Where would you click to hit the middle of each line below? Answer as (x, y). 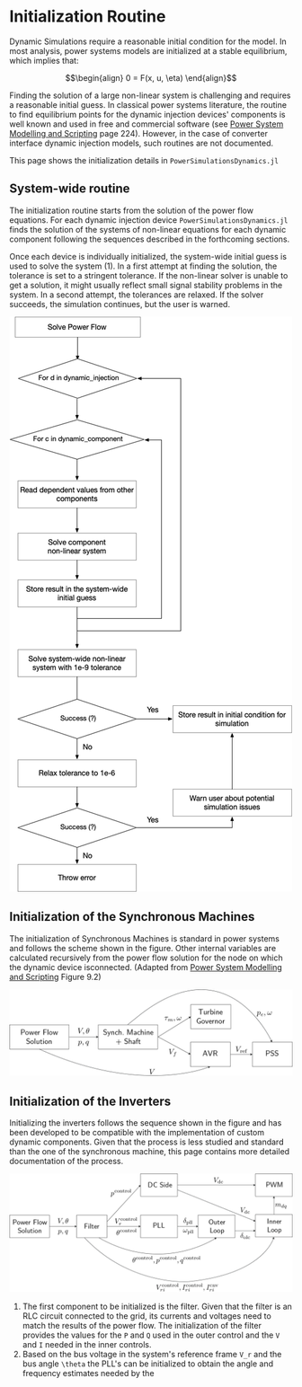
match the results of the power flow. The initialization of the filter (142, 1325)
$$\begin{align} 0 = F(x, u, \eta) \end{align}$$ (151, 77)
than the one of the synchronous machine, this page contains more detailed (150, 1151)
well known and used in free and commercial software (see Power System (147, 124)
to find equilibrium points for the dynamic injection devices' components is (147, 114)
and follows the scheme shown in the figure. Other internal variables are (143, 948)
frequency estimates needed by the (88, 1373)
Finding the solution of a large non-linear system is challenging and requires (150, 95)
